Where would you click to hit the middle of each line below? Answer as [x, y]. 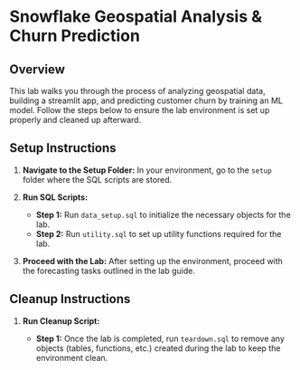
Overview [37, 69]
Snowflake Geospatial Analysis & [136, 17]
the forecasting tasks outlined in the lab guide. [109, 270]
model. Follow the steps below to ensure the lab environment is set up [140, 110]
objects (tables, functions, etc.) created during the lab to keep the [158, 348]
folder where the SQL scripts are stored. [97, 179]
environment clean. [72, 357]
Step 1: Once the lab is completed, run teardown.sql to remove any [160, 338]
